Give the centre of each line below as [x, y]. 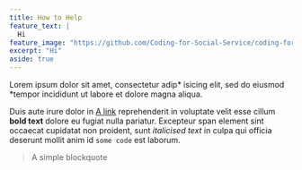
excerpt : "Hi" [36, 51]
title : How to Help [46, 17]
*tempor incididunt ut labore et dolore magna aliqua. [106, 94]
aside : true [31, 59]
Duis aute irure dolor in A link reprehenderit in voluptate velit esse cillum [142, 111]
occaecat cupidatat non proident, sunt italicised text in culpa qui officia [141, 130]
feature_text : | [40, 26]
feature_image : [38, 42]
